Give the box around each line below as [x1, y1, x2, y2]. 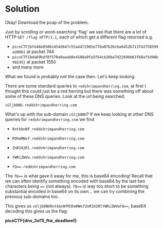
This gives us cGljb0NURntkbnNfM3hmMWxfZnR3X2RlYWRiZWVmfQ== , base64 [5, 203, 146, 209]
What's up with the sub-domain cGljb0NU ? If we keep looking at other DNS [5, 111, 154, 117]
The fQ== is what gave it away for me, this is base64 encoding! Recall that [5, 173, 153, 178]
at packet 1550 [26, 59, 56, 65]
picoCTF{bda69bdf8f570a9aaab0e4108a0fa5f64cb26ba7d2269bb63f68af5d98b [12, 54, 159, 59]
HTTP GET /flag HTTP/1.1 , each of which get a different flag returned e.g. [5, 34, 153, 40]
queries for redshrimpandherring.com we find [5, 116, 95, 122]
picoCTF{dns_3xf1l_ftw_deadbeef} [5, 217, 77, 223]
